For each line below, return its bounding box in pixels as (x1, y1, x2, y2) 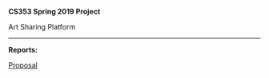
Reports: (8, 45, 38, 54)
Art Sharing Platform (8, 22, 76, 31)
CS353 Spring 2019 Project (8, 7, 101, 16)
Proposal (8, 60, 38, 70)
